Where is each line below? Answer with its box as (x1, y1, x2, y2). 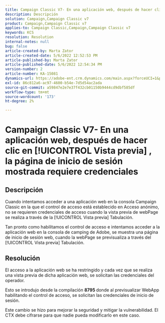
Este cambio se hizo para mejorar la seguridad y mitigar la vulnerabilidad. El (5, 307, 159, 313)
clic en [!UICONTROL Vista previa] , (5, 145, 152, 157)
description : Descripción (5, 12, 58, 17)
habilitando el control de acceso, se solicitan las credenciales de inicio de (5, 292, 154, 298)
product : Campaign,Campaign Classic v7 (5, 21, 87, 26)
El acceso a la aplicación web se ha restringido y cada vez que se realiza (5, 267, 153, 273)
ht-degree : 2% (5, 99, 34, 104)
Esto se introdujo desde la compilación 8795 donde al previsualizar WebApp (5, 287, 160, 293)
